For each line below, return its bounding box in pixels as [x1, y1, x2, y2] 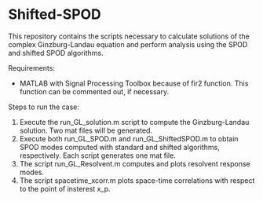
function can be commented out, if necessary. [19, 86, 170, 96]
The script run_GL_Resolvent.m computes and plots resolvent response [19, 159, 250, 168]
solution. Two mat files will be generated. [19, 126, 153, 135]
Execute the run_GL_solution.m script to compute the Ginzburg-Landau [19, 117, 250, 126]
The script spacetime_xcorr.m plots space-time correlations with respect [19, 175, 255, 185]
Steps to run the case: [8, 102, 80, 111]
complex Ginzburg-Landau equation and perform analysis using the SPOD [8, 39, 248, 49]
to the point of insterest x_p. [19, 184, 111, 193]
